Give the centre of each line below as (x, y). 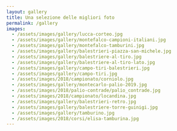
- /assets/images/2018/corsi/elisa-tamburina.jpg (75, 118)
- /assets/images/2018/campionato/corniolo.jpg (73, 79)
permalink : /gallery (32, 23)
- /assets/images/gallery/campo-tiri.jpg (65, 74)
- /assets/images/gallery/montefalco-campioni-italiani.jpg (89, 40)
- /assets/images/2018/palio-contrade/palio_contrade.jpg (86, 91)
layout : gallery (27, 12)
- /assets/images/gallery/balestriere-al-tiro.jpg (77, 57)
